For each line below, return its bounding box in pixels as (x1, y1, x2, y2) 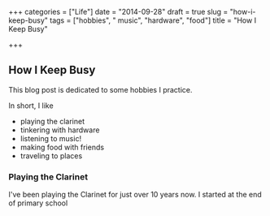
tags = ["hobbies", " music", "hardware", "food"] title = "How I (50, 15, 257, 25)
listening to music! (20, 133, 82, 143)
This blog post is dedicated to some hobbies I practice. (8, 84, 193, 94)
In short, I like (8, 101, 54, 110)
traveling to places (20, 150, 83, 161)
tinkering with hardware (20, 125, 100, 135)
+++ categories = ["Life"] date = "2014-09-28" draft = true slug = (8, 7, 229, 16)
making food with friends (20, 142, 104, 152)
